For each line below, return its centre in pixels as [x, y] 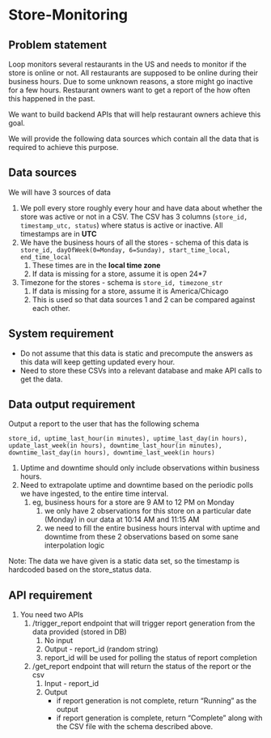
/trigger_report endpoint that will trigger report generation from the [144, 623]
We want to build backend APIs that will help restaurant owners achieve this [135, 114]
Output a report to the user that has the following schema [104, 424]
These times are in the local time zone [96, 265]
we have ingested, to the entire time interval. [94, 494]
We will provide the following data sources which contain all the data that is [134, 139]
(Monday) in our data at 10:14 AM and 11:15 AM [122, 519]
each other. [51, 308]
